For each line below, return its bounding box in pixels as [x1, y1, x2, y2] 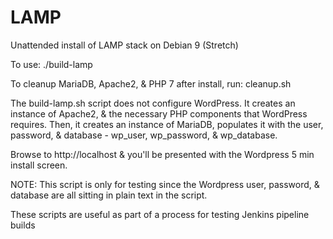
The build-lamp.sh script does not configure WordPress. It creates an [10, 97, 296, 109]
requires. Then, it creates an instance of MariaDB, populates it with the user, [10, 118, 324, 130]
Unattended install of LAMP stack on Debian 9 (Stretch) [10, 39, 239, 51]
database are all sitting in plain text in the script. [10, 189, 208, 201]
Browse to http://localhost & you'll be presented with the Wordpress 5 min [10, 148, 315, 160]
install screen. [10, 159, 68, 171]
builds [10, 219, 36, 231]
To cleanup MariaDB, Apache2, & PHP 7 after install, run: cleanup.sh [10, 77, 292, 90]
